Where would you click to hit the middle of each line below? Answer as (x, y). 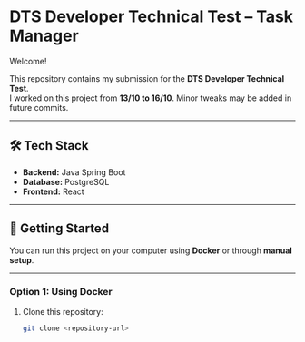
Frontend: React (53, 191)
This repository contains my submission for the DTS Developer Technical (147, 78)
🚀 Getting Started (59, 229)
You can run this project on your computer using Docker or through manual (151, 250)
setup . (22, 259)
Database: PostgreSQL (66, 181)
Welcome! (28, 61)
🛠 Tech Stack (49, 146)
